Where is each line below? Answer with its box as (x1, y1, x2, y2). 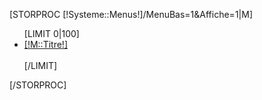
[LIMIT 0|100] (23, 28, 80, 39)
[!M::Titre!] (23, 39, 68, 50)
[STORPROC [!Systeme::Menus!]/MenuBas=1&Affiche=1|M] (9, 9, 253, 20)
